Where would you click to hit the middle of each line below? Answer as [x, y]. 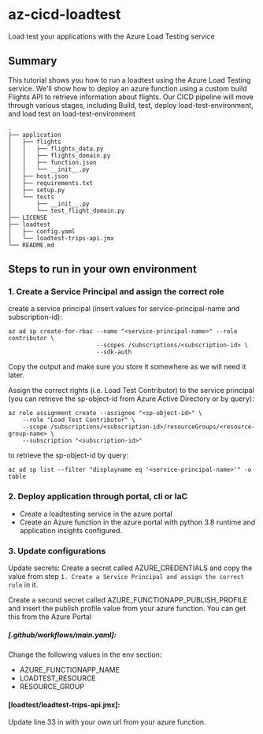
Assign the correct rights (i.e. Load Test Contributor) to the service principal [131, 391]
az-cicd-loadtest [65, 15]
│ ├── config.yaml [42, 231]
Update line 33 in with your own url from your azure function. [107, 722]
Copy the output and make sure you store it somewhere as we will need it [127, 367]
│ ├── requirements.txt [50, 183]
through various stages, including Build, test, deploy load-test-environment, [131, 105]
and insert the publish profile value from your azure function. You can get [127, 609]
